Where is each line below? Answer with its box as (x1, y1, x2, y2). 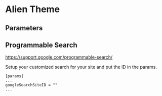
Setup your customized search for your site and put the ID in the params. (5, 64, 157, 70)
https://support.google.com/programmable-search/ (5, 54, 113, 60)
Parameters (5, 24, 43, 32)
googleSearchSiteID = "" (5, 82, 58, 88)
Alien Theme (5, 4, 60, 15)
